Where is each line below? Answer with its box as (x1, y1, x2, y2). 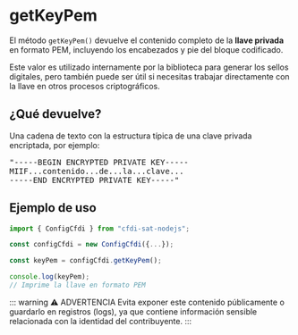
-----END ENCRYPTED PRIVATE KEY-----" (9, 175, 180, 185)
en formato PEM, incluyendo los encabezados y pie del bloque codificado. (9, 44, 284, 54)
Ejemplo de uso (9, 200, 97, 215)
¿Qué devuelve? (9, 106, 102, 121)
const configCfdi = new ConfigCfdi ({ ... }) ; (9, 240, 175, 249)
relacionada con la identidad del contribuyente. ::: (9, 315, 192, 326)
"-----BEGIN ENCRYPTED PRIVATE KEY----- (9, 157, 190, 167)
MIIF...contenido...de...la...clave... (9, 166, 184, 176)
